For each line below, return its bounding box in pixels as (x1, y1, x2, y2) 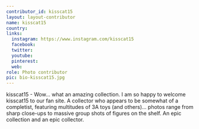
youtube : (11, 53, 33, 59)
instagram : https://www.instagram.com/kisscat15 (11, 36, 134, 42)
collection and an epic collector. (6, 116, 84, 123)
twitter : (11, 47, 33, 53)
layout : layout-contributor (6, 14, 76, 20)
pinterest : (11, 58, 39, 64)
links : (6, 31, 23, 37)
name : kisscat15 (6, 20, 46, 25)
